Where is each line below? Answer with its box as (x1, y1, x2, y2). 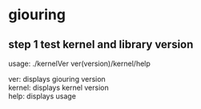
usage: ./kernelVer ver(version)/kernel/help (8, 59, 151, 68)
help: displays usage (8, 91, 76, 101)
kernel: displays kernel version (8, 83, 110, 92)
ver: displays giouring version (8, 75, 106, 83)
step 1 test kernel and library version (8, 38, 194, 51)
